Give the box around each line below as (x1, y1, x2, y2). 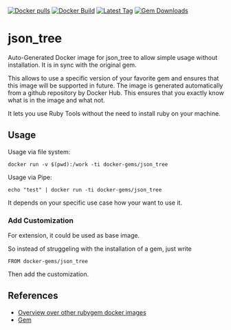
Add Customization (8, 216, 74, 225)
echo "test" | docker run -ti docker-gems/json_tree (8, 186, 162, 193)
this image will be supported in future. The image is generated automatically (8, 81, 223, 90)
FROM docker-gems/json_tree (8, 258, 89, 265)
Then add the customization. (8, 270, 89, 278)
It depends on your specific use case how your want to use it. (8, 198, 183, 207)
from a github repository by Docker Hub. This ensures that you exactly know (8, 88, 224, 96)
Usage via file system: (8, 147, 71, 156)
